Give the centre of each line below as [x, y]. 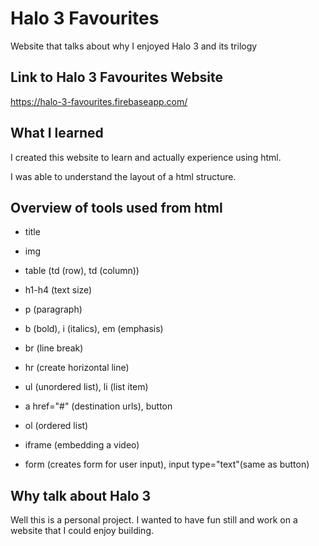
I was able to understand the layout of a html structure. [123, 176]
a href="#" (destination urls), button [98, 406]
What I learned [57, 133]
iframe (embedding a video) [82, 445]
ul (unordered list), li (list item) [86, 387]
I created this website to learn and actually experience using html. [146, 157]
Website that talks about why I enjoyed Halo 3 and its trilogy [134, 46]
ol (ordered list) [56, 426]
